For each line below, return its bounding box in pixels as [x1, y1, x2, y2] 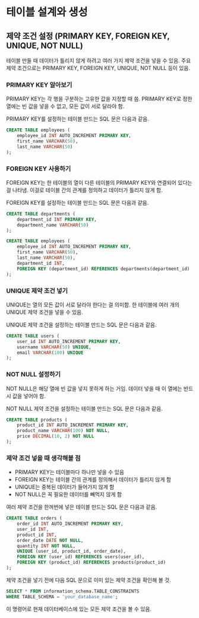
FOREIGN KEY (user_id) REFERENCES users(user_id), [17, 554, 145, 560]
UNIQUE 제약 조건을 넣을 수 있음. [6, 308, 83, 315]
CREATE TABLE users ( [6, 333, 60, 339]
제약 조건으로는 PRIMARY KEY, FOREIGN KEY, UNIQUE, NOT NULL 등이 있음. [6, 65, 191, 71]
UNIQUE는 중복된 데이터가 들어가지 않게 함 [14, 483, 115, 490]
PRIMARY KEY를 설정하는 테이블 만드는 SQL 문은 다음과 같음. [6, 115, 150, 122]
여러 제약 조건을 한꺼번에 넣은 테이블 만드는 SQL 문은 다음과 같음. [6, 503, 157, 511]
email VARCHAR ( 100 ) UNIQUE [17, 350, 84, 356]
